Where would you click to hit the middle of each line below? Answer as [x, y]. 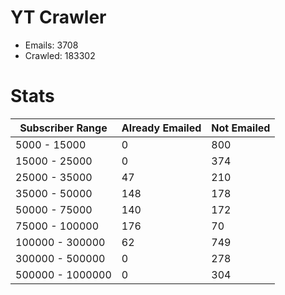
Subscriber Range [63, 128]
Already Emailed [161, 128]
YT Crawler [58, 17]
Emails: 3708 [51, 45]
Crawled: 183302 [60, 55]
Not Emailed [241, 128]
